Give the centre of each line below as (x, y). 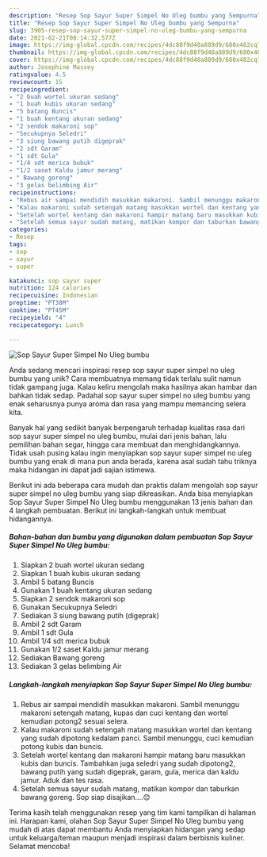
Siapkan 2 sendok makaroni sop (73, 599)
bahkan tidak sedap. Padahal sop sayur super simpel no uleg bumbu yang (130, 395)
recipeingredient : (39, 89)
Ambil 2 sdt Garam (51, 624)
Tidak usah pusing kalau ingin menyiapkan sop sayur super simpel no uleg (130, 452)
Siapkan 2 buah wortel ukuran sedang (82, 565)
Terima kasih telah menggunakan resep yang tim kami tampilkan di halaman (133, 813)
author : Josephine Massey (51, 67)
